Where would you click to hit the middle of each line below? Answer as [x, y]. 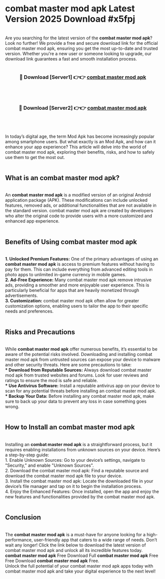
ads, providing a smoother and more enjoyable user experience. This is [77, 285]
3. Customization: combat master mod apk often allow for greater [72, 301]
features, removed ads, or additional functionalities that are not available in [81, 205]
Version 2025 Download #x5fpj [70, 19]
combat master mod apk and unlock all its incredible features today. [74, 550]
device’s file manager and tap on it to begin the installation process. [74, 486]
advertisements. [21, 295]
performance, [19, 540]
